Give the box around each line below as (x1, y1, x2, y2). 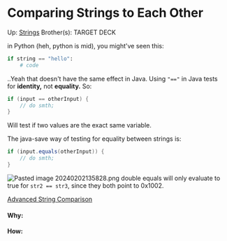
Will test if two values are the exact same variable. (7, 121, 152, 130)
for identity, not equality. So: (7, 82, 92, 90)
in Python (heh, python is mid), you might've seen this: (7, 41, 164, 50)
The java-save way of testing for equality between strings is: (7, 135, 182, 143)
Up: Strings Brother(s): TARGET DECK (7, 28, 117, 36)
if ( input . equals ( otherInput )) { (7, 149, 105, 156)
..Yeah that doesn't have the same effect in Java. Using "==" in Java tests (7, 74, 218, 83)
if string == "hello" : (7, 55, 73, 62)
